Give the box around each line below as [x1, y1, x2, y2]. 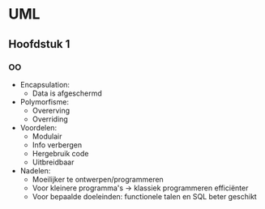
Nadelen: [19, 165, 51, 175]
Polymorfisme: [19, 96, 69, 106]
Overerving [32, 105, 71, 115]
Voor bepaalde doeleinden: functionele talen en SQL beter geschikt [32, 191, 257, 201]
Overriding [32, 114, 69, 124]
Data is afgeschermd [32, 88, 103, 98]
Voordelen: [19, 122, 58, 132]
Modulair [32, 131, 62, 141]
